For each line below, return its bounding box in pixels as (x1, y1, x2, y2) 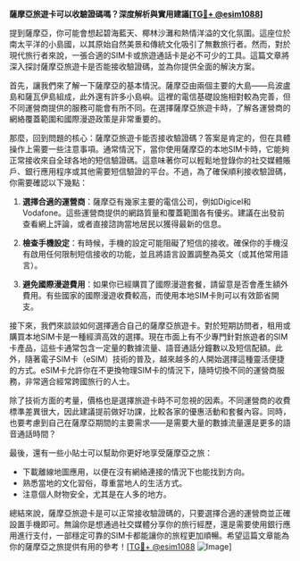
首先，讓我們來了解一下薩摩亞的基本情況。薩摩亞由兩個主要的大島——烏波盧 (9, 80, 291, 90)
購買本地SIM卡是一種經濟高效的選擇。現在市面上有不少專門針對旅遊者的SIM (9, 331, 288, 342)
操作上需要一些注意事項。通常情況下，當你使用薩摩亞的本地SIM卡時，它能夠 (9, 144, 290, 155)
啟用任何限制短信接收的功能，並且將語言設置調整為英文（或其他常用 (29, 249, 281, 259)
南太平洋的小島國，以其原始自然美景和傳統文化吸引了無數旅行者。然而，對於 (9, 39, 291, 49)
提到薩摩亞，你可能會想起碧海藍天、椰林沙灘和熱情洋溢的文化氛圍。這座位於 (9, 28, 291, 38)
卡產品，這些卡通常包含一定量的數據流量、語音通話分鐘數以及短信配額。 (9, 343, 275, 353)
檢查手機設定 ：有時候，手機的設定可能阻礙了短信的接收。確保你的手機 (21, 238, 281, 248)
